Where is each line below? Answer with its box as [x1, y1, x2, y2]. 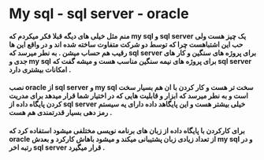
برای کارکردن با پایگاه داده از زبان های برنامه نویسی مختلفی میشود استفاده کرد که [9, 125, 245, 135]
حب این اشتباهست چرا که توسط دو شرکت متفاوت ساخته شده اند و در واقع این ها [9, 39, 244, 49]
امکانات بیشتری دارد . [9, 65, 72, 74]
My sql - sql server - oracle [9, 5, 189, 23]
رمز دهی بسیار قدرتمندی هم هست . [9, 108, 113, 117]
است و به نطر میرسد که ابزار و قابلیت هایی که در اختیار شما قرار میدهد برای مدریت [9, 91, 249, 101]
